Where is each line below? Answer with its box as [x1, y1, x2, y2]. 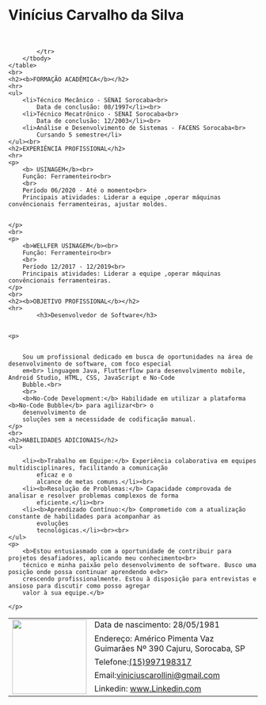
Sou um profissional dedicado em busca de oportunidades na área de [22, 353, 253, 361]
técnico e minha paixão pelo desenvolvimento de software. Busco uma [22, 561, 257, 569]
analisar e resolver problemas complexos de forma [8, 492, 179, 500]
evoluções [36, 519, 69, 527]
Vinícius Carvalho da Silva [8, 6, 184, 25]
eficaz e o [36, 470, 73, 479]
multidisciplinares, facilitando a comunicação [8, 464, 169, 472]
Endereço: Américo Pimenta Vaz [94, 633, 215, 644]
